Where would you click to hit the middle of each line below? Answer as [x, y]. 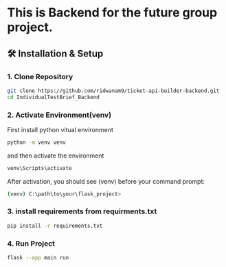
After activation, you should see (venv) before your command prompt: [106, 181]
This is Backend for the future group [112, 13]
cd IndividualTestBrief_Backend [53, 97]
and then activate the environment [56, 156]
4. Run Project [31, 244]
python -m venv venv [37, 142]
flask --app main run [38, 258]
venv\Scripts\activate [39, 168]
